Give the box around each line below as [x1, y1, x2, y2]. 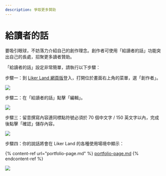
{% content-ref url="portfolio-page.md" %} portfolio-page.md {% [5, 150, 139, 156]
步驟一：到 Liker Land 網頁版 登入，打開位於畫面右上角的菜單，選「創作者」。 [5, 75, 161, 81]
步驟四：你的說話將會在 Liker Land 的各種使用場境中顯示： [5, 140, 124, 146]
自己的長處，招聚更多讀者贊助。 [9, 54, 75, 59]
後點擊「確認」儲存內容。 [5, 120, 57, 126]
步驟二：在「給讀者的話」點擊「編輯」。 [5, 95, 85, 101]
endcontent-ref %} [5, 156, 43, 162]
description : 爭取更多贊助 [5, 7, 56, 12]
